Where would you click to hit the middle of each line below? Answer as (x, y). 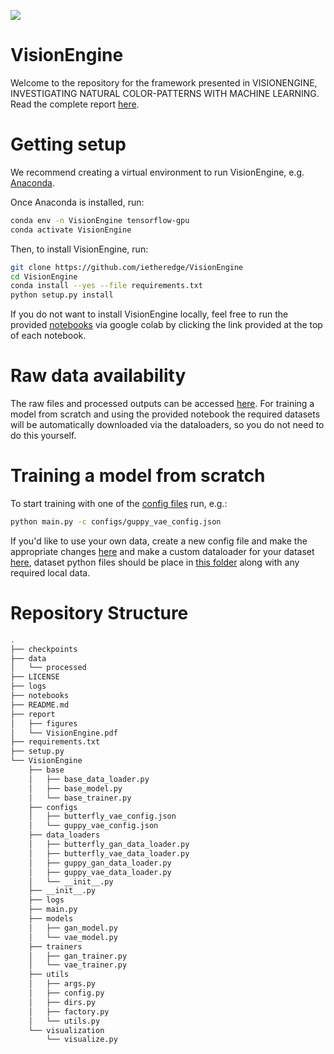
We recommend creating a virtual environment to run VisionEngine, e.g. (157, 172)
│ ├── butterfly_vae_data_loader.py (109, 853)
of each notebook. (48, 336)
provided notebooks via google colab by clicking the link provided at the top (166, 325)
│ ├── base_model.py (75, 788)
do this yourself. (43, 436)
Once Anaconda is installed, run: (77, 202)
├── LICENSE (35, 677)
